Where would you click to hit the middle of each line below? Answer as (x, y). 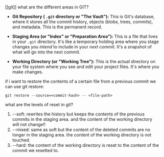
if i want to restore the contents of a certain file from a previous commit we (81, 81)
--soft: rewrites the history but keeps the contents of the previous (78, 114)
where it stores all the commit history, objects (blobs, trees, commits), (82, 22)
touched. (21, 140)
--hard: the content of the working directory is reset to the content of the (85, 145)
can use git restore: (25, 87)
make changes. (27, 72)
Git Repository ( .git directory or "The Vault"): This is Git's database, (83, 16)
